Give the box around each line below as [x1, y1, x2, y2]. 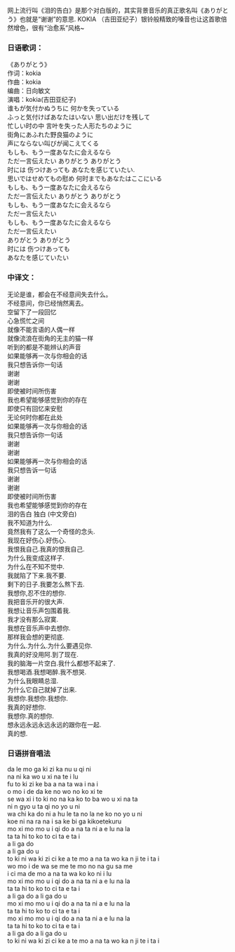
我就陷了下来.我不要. [7, 571, 67, 580]
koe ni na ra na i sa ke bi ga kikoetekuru [7, 817, 122, 826]
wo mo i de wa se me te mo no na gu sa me [7, 861, 133, 870]
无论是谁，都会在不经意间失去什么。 [7, 290, 112, 299]
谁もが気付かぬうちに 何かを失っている [7, 104, 120, 112]
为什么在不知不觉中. [7, 562, 65, 570]
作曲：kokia [7, 78, 41, 86]
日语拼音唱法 [7, 748, 51, 758]
